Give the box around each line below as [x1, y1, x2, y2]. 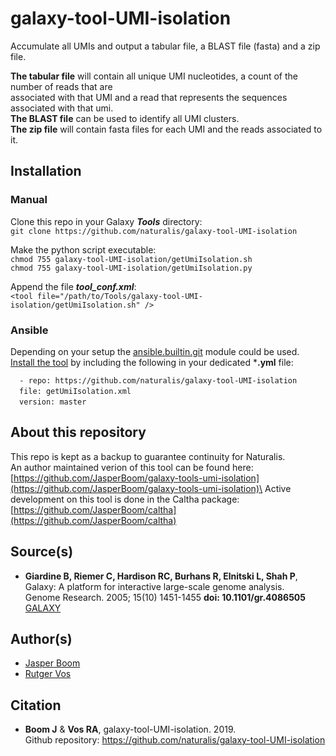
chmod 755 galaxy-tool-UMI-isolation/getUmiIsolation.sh [10, 254, 253, 264]
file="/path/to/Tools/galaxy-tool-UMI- [36, 291, 203, 301]
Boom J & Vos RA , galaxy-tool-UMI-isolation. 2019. [24, 723, 237, 736]
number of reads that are [10, 80, 113, 92]
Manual [10, 193, 48, 207]
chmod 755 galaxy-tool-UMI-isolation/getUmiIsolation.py [10, 263, 253, 273]
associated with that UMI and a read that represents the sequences [10, 91, 288, 103]
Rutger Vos [24, 668, 72, 680]
